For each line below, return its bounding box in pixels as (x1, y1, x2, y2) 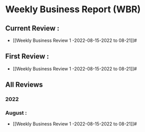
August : (5, 110, 27, 117)
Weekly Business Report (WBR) (5, 4, 141, 15)
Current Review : (5, 24, 60, 33)
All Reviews (5, 81, 43, 89)
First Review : (5, 52, 49, 61)
